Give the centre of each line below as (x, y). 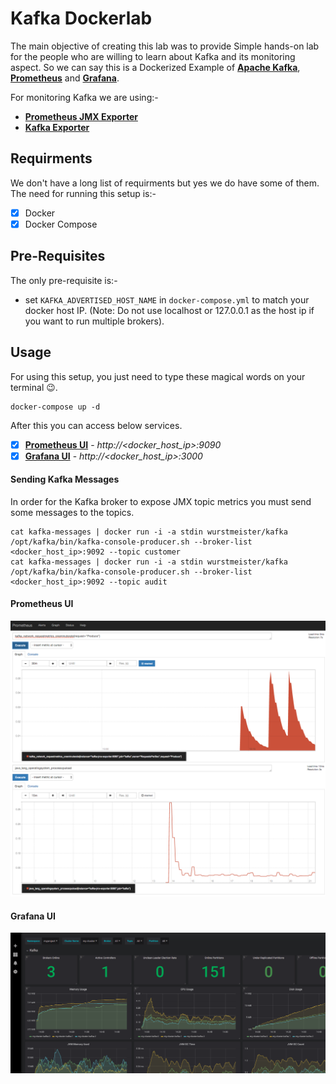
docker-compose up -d (55, 407)
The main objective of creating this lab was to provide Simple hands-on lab (165, 46)
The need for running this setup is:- (83, 193)
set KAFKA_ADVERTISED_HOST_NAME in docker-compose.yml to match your (167, 299)
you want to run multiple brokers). (94, 321)
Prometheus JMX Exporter (81, 116)
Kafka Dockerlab (81, 18)
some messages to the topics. (72, 512)
